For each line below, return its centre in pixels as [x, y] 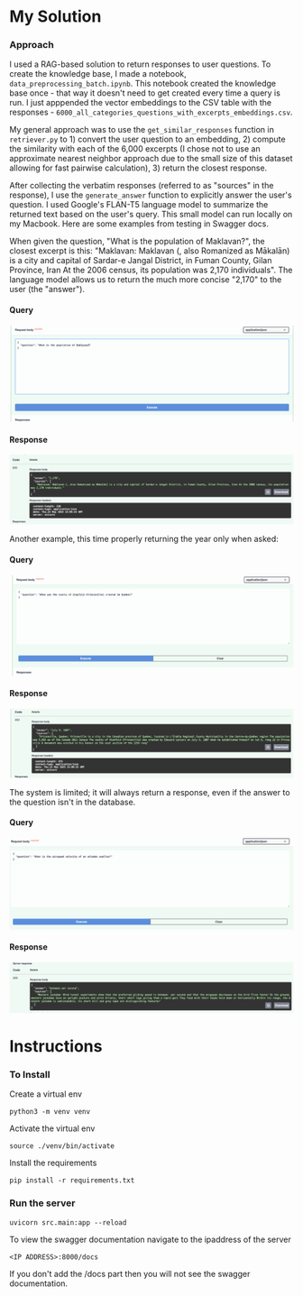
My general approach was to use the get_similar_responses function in [142, 130]
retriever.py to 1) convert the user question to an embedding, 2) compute [147, 139]
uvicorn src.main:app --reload [68, 1223]
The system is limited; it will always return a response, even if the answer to [150, 792]
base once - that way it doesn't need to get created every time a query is [145, 93]
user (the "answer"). [47, 290]
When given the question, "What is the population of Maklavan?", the [137, 242]
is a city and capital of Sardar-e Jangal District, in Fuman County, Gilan [141, 261]
